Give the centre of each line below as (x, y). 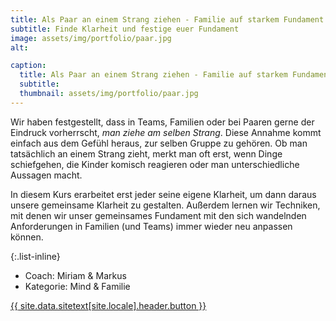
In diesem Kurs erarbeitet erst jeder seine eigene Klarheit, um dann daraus (163, 194)
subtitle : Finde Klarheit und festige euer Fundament (125, 29)
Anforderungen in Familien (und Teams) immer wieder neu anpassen (151, 226)
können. (27, 237)
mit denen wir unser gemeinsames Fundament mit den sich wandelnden (158, 215)
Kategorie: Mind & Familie (77, 286)
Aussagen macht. (46, 175)
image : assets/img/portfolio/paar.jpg (91, 38)
